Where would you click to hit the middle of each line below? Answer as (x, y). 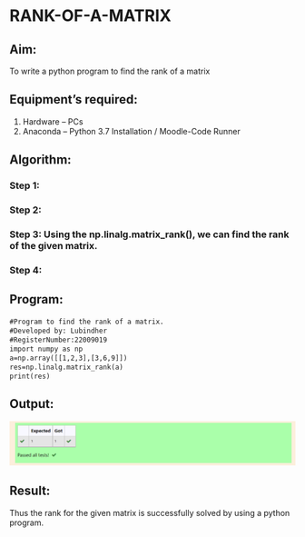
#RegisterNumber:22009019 (58, 340)
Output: (32, 404)
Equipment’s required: (74, 99)
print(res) (30, 376)
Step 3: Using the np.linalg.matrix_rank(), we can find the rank (149, 234)
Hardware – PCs (53, 121)
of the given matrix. (54, 245)
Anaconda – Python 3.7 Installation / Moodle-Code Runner (131, 131)
